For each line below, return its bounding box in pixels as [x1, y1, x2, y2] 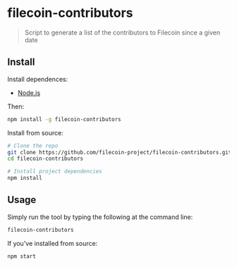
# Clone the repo [7, 142, 59, 149]
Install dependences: [7, 75, 68, 83]
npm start [7, 252, 37, 260]
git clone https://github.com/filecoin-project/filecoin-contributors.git [7, 149, 232, 156]
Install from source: [7, 128, 63, 137]
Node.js [17, 88, 41, 97]
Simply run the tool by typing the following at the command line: [7, 213, 193, 221]
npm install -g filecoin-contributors [7, 116, 121, 123]
